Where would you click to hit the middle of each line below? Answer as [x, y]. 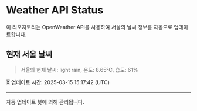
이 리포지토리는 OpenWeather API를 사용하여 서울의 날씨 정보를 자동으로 [89, 27]
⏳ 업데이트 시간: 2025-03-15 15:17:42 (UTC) [58, 82]
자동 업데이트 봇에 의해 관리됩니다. [45, 102]
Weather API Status [55, 10]
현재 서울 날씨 [29, 55]
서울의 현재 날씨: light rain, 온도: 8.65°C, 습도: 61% [79, 70]
